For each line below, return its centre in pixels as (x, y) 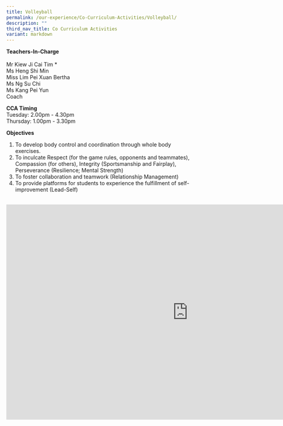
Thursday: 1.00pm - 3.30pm (41, 121)
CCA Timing (22, 108)
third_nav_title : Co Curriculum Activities (62, 29)
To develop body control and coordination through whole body (93, 145)
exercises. (28, 151)
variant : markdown (29, 34)
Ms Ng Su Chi (24, 84)
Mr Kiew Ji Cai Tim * (32, 65)
